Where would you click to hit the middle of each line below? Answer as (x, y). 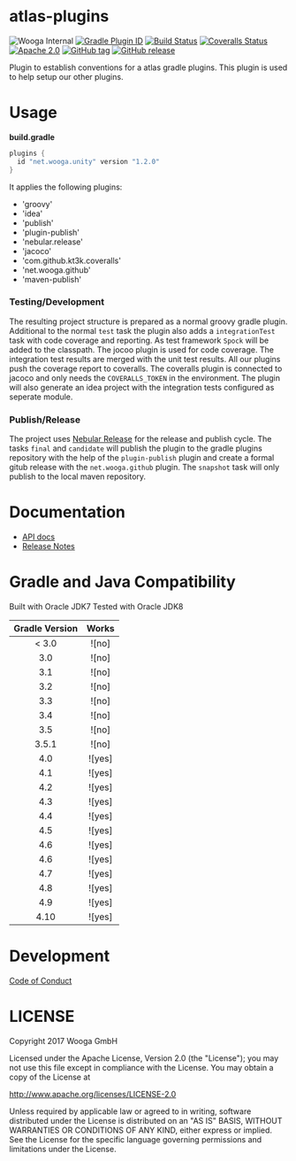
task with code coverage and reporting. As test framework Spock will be (139, 340)
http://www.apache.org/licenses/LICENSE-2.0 (93, 1094)
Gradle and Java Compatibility (122, 582)
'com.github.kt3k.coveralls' (72, 260)
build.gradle (32, 137)
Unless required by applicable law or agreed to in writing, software (130, 1111)
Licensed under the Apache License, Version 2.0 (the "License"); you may (144, 1058)
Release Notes (48, 546)
